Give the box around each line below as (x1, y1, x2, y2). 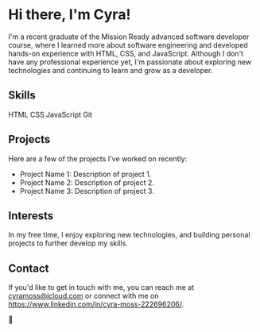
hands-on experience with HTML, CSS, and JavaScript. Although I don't (8, 48, 244, 58)
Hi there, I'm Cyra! (8, 6, 131, 24)
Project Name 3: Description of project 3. (19, 186, 155, 195)
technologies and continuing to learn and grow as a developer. (8, 65, 213, 75)
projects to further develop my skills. (8, 238, 129, 248)
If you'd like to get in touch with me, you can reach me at (8, 283, 195, 292)
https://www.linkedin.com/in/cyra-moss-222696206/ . (8, 299, 184, 309)
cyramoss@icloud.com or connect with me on (8, 291, 159, 301)
